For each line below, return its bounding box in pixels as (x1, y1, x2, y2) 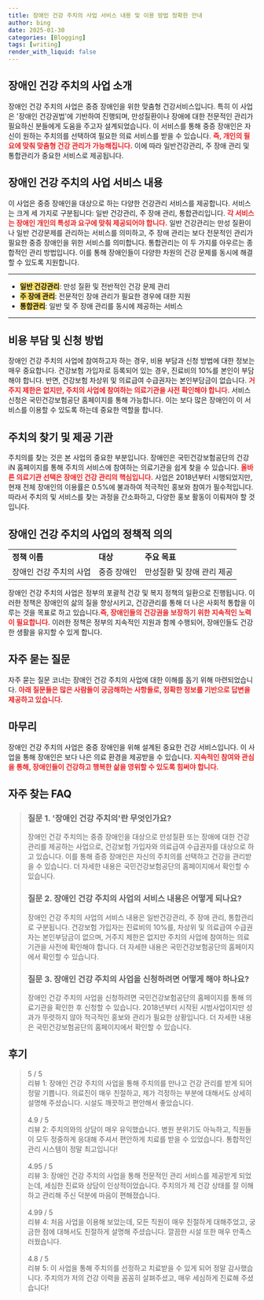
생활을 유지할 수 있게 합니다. (16, 627, 103, 637)
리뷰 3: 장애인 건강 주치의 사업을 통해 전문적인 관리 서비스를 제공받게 (27, 1170, 237, 1180)
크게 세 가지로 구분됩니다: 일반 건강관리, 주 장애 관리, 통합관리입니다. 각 (16, 208, 234, 217)
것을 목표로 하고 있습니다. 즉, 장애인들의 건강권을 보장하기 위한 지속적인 (22, 608, 237, 618)
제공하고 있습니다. (8, 694, 64, 704)
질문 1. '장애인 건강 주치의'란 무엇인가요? (27, 813, 172, 823)
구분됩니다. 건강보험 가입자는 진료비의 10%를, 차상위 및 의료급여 (35, 922, 233, 932)
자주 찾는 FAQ (8, 788, 72, 801)
